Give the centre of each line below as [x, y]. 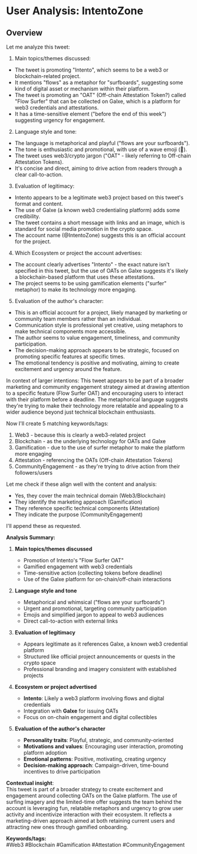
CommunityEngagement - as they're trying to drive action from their [97, 466]
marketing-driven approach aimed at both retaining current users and [91, 821]
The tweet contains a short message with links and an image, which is [100, 223]
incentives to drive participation [62, 771]
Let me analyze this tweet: [38, 47]
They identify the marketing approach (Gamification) [78, 502]
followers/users [34, 473]
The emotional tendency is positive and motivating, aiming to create [97, 363]
